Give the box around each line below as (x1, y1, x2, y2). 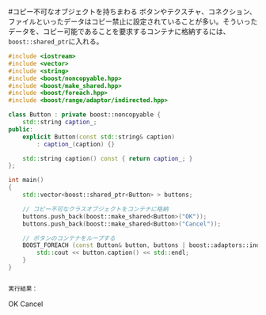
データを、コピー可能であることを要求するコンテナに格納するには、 (8, 27, 230, 36)
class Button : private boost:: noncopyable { (8, 111, 161, 119)
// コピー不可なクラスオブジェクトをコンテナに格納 (22, 205, 169, 213)
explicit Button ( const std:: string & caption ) (22, 133, 176, 141)
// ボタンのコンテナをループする (22, 234, 116, 242)
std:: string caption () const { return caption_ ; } (22, 154, 193, 162)
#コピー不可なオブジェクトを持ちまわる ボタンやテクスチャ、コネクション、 (8, 7, 257, 16)
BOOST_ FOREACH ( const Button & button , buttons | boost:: (22, 241, 215, 249)
